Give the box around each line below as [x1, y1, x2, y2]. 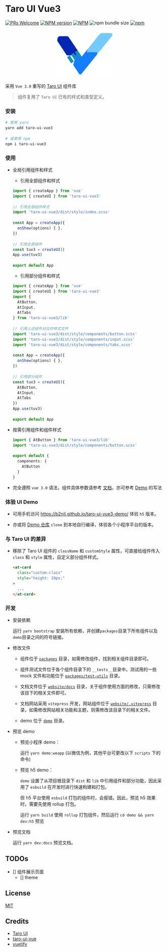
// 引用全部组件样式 [12, 204, 50, 209]
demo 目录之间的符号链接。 [12, 634, 67, 640]
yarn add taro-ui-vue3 [5, 125, 53, 131]
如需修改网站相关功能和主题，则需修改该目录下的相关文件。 [29, 707, 153, 713]
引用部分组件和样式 [20, 273, 61, 279]
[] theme [20, 874, 38, 880]
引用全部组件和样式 [20, 178, 61, 184]
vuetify [12, 941, 28, 947]
